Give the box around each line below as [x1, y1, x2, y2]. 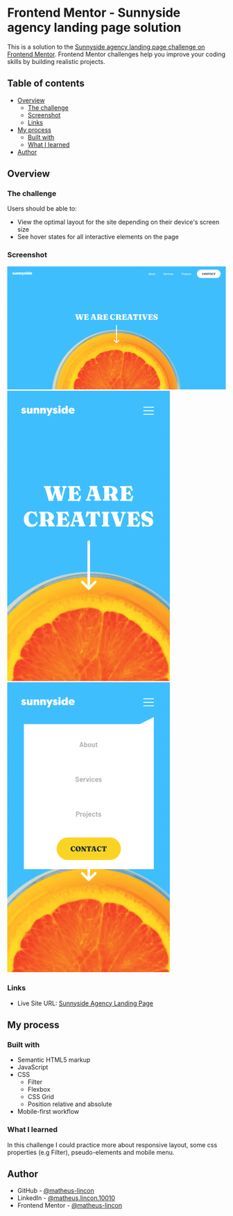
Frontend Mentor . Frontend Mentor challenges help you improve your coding [7, 50, 226, 58]
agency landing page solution [7, 19, 182, 35]
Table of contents [7, 78, 85, 90]
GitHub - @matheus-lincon [17, 1187, 95, 1195]
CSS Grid [27, 1093, 54, 1101]
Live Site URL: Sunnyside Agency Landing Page [17, 999, 154, 1007]
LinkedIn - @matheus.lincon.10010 [17, 1194, 116, 1202]
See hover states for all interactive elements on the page [17, 233, 179, 241]
